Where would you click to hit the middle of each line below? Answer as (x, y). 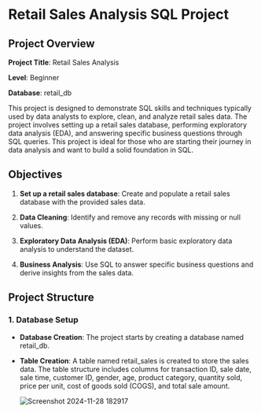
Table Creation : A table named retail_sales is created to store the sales (134, 360)
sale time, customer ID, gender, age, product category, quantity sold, (131, 377)
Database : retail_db (40, 93)
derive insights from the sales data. (76, 272)
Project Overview (51, 44)
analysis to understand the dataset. (77, 249)
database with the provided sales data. (82, 201)
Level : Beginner (34, 77)
